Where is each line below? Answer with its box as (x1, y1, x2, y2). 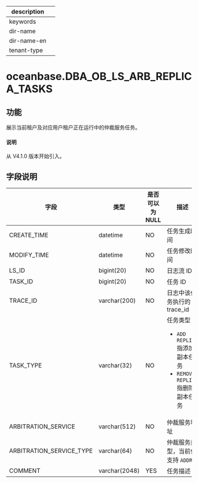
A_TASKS (6, 82, 53, 96)
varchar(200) (98, 297, 136, 305)
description (11, 8, 44, 15)
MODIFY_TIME (9, 251, 49, 259)
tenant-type (9, 47, 43, 54)
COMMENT (9, 467, 41, 475)
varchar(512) (98, 422, 136, 431)
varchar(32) (98, 362, 133, 370)
